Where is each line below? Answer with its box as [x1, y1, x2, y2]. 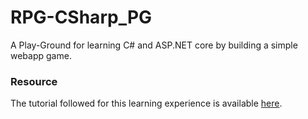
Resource [10, 74, 58, 88]
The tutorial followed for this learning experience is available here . [10, 97, 283, 110]
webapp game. [10, 49, 72, 61]
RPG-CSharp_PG [10, 6, 153, 29]
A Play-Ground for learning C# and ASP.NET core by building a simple [10, 39, 298, 51]
